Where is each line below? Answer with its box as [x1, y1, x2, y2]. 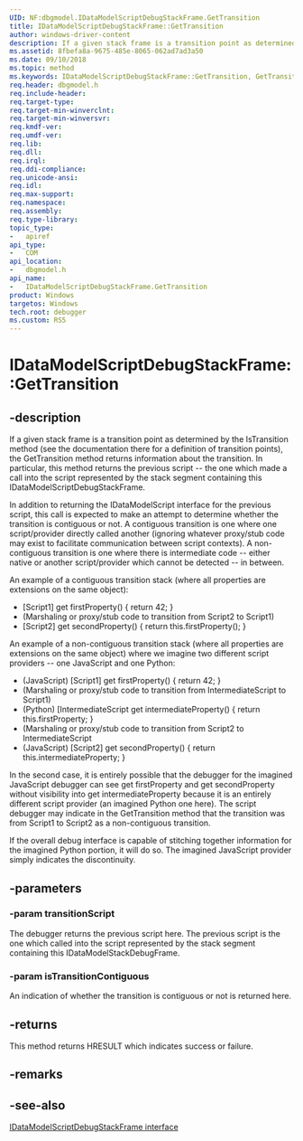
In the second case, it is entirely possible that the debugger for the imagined [9, 769, 293, 780]
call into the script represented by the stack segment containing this [9, 472, 262, 484]
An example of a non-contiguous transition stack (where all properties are [9, 638, 284, 649]
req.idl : [9, 182, 42, 191]
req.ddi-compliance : [9, 165, 87, 174]
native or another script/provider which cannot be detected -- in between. [9, 557, 285, 568]
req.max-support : [9, 190, 75, 199]
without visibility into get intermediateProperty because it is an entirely [9, 788, 272, 800]
